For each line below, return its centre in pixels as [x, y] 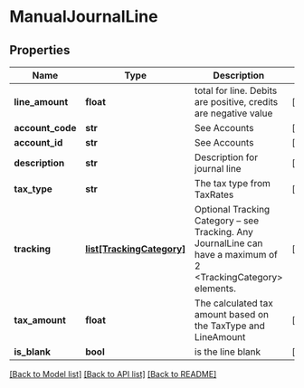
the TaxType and [229, 326]
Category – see [227, 221]
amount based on [232, 314]
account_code [45, 128]
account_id [38, 142]
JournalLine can [228, 243]
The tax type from [233, 183]
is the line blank [227, 352]
